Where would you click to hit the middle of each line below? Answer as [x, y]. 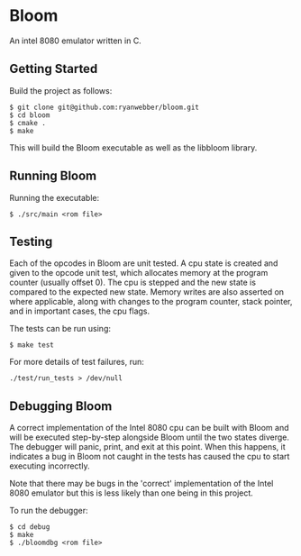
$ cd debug [30, 527]
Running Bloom [53, 176]
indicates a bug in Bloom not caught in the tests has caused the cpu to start [150, 457]
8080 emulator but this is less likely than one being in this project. [132, 493]
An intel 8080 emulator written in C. [75, 41]
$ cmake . [28, 123]
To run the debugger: [49, 511]
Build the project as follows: [61, 90]
